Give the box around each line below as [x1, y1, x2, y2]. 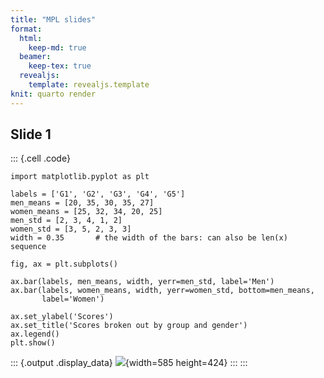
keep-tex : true [28, 61, 92, 71]
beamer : [19, 52, 52, 62]
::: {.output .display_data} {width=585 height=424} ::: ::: [10, 357, 248, 369]
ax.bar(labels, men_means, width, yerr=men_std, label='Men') [10, 277, 275, 287]
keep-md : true [28, 42, 87, 53]
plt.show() [10, 338, 56, 348]
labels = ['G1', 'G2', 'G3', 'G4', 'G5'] [10, 189, 186, 200]
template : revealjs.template [28, 80, 150, 90]
